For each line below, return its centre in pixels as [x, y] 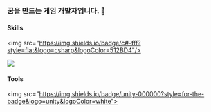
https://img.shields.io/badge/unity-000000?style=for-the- [122, 94]
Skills [15, 27]
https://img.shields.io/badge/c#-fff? [90, 43]
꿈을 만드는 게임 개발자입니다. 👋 [56, 10]
